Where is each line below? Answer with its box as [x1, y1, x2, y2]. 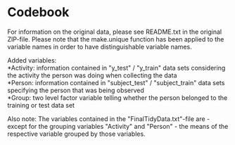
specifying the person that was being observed [7, 86, 144, 94]
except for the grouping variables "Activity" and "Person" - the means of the [7, 122, 229, 130]
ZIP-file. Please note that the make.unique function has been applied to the [7, 34, 224, 43]
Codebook [7, 4, 70, 20]
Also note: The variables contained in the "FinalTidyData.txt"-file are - [7, 114, 210, 123]
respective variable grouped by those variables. [7, 130, 146, 138]
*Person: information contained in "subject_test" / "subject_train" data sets [7, 78, 225, 87]
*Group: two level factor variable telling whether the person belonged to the [7, 93, 228, 102]
